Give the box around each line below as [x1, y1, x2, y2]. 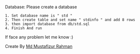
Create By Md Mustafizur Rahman [5, 43, 73, 49]
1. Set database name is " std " [5, 13, 73, 18]
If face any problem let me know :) [5, 34, 74, 40]
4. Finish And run [5, 26, 42, 31]
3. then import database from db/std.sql [5, 22, 90, 26]
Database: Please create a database [5, 4, 78, 10]
